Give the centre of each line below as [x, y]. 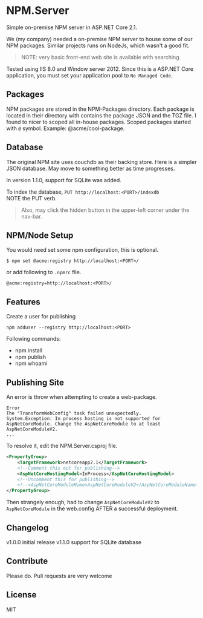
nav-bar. [31, 216]
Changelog [27, 528]
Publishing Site [35, 382]
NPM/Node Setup [40, 235]
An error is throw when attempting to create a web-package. [82, 397]
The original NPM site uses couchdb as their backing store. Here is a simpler [101, 162]
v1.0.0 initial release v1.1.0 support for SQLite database [74, 542]
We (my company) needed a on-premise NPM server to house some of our [99, 39]
